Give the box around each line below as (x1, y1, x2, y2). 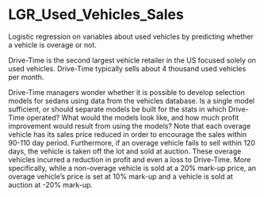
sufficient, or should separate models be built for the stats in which (8, 104, 228, 114)
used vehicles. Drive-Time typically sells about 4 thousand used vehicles (8, 63, 247, 73)
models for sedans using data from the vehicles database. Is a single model (8, 96, 255, 105)
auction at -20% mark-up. (8, 180, 94, 189)
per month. (8, 72, 44, 81)
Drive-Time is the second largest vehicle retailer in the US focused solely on (8, 55, 256, 65)
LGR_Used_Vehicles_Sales (8, 6, 184, 24)
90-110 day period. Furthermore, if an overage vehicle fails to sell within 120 (8, 138, 256, 147)
